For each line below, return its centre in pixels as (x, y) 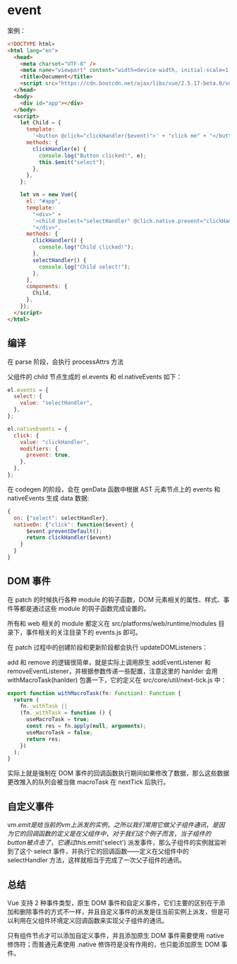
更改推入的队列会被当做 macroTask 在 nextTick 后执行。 (89, 782)
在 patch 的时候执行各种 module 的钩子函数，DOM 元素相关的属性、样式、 (115, 600)
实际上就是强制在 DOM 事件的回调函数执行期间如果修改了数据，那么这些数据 (119, 773)
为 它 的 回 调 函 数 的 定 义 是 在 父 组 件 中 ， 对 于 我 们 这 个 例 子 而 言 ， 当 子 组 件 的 (109, 834)
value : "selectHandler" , (56, 403)
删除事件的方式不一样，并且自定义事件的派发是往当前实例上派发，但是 (121, 911)
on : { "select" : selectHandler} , (61, 518)
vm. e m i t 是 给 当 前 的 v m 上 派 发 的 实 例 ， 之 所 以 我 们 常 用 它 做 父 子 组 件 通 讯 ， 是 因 (116, 825)
